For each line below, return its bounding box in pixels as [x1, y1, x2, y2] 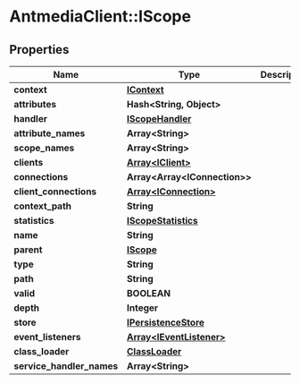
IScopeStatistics [126, 215, 198, 226]
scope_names [13, 141, 75, 154]
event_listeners [13, 331, 81, 343]
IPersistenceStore [126, 316, 205, 329]
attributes [13, 98, 56, 110]
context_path [13, 200, 72, 212]
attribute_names [13, 127, 86, 140]
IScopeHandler [126, 113, 192, 124]
